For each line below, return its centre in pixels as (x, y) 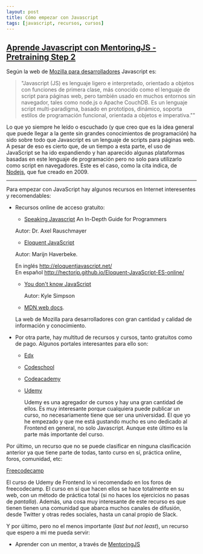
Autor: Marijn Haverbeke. (46, 254)
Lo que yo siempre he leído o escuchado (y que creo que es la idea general (100, 127)
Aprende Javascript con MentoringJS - (81, 47)
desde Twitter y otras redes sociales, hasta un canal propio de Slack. (92, 515)
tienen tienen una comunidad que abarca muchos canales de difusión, (94, 508)
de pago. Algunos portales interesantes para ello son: (82, 344)
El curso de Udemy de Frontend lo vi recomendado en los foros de (89, 482)
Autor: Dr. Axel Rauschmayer (51, 231)
